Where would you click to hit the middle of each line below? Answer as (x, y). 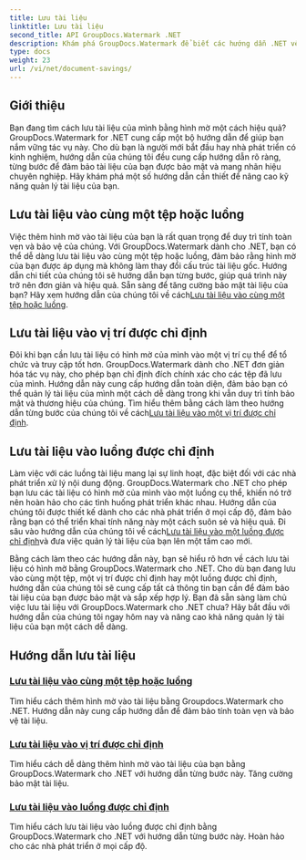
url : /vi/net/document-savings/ (71, 69)
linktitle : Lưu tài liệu (56, 26)
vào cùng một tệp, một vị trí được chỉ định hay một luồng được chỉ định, (143, 578)
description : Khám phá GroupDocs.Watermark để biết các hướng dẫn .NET (148, 43)
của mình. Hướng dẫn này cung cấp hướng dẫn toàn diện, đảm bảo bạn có (149, 384)
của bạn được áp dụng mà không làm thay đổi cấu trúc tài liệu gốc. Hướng (148, 265)
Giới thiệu (37, 106)
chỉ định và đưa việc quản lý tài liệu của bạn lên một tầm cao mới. (131, 541)
